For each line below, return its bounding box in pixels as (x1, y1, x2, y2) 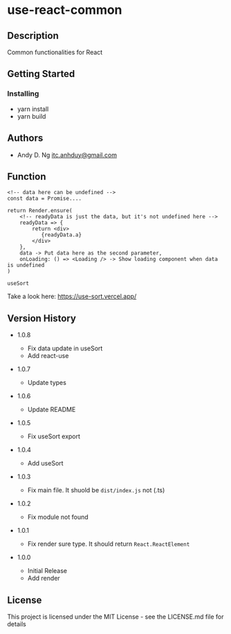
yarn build (17, 112, 46, 120)
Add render (27, 574, 60, 583)
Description (7, 30, 59, 42)
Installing (7, 89, 39, 98)
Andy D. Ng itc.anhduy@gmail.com (17, 151, 118, 159)
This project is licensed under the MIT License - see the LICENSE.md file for (7, 612, 224, 621)
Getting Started (7, 68, 75, 80)
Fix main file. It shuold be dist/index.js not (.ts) (27, 486, 165, 495)
